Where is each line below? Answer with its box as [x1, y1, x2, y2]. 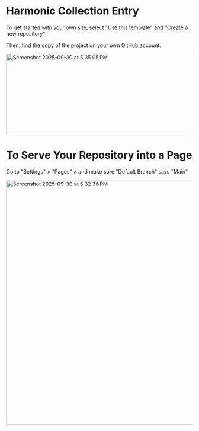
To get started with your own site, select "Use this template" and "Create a [6, 24, 188, 31]
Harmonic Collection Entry [6, 4, 139, 18]
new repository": [6, 30, 47, 37]
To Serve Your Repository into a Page [6, 149, 192, 162]
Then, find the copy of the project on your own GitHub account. [6, 42, 161, 49]
